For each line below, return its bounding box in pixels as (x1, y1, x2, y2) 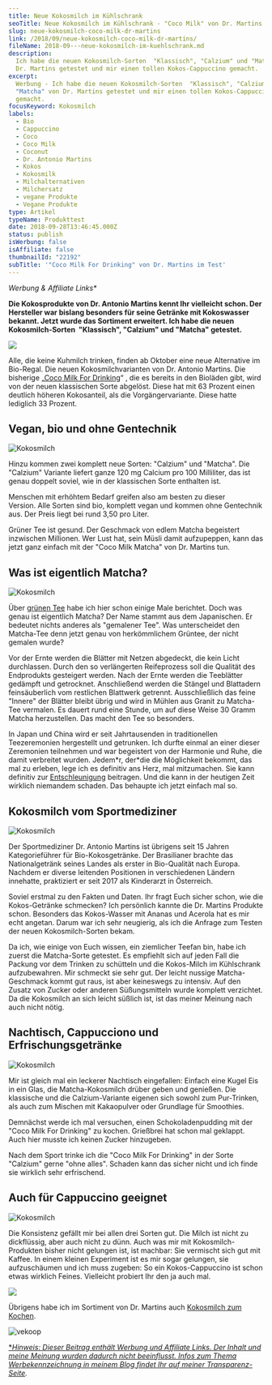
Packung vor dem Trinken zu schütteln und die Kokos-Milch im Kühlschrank (8, 958, 261, 969)
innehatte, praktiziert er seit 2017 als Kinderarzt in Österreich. (8, 876, 213, 885)
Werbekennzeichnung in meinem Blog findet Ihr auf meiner (8, 1359, 205, 1369)
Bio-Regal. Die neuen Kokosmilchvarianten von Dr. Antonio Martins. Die (8, 364, 246, 374)
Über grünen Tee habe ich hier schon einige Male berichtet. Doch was (8, 603, 243, 613)
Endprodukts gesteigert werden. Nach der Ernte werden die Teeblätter (8, 671, 244, 680)
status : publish (8, 230, 63, 239)
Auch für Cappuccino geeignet (8, 1191, 168, 1205)
